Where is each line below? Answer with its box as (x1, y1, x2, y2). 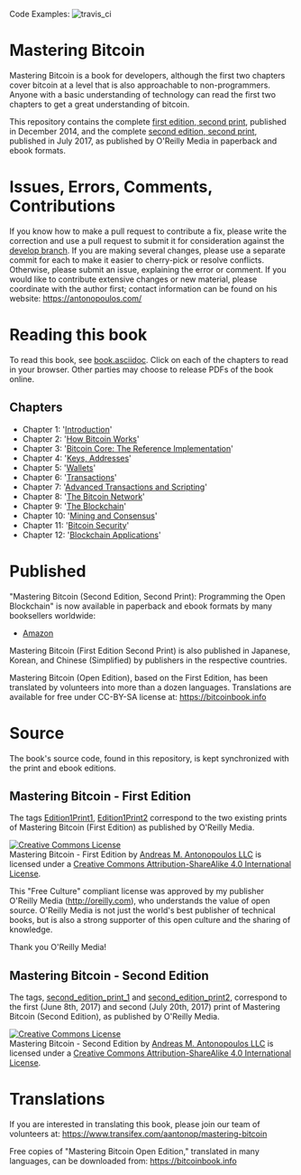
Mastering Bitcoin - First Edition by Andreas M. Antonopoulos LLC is (9, 849, 262, 860)
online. (9, 373, 34, 384)
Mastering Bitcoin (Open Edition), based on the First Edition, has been (9, 672, 269, 683)
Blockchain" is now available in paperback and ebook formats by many (9, 601, 273, 611)
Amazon (22, 628, 54, 639)
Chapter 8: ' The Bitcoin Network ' (22, 490, 146, 501)
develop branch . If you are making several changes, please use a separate (9, 245, 286, 256)
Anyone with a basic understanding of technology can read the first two (9, 89, 277, 99)
